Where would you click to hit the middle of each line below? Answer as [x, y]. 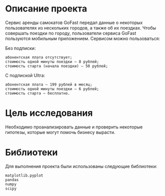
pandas [12, 180]
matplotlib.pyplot [24, 175]
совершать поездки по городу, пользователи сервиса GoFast [71, 33]
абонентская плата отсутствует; [39, 57]
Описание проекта [46, 9]
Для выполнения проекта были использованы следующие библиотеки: [81, 166]
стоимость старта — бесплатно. [38, 93]
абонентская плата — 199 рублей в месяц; [49, 84]
